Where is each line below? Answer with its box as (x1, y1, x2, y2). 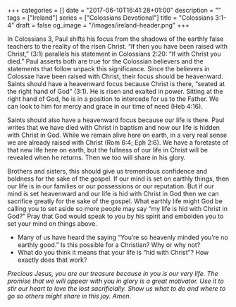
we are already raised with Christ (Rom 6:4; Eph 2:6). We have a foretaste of (7, 138, 229, 147)
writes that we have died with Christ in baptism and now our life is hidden (7, 124, 221, 131)
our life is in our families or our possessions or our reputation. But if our (7, 182, 215, 190)
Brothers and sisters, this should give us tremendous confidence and (7, 167, 208, 175)
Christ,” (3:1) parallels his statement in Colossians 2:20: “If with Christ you (7, 49, 221, 58)
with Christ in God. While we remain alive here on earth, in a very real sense (7, 131, 228, 139)
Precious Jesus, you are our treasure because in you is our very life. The (7, 270, 218, 277)
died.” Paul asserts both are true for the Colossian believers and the (7, 57, 204, 66)
